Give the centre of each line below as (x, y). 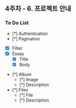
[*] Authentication (30, 34)
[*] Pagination (26, 38)
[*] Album (22, 74)
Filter (17, 48)
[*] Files (20, 90)
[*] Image (29, 79)
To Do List (17, 23)
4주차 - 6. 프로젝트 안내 (38, 9)
